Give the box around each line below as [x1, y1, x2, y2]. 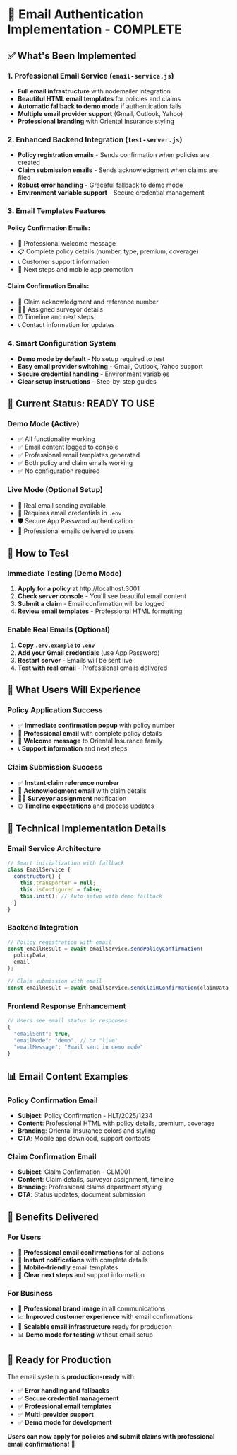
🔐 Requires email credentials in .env [17, 508, 122, 517]
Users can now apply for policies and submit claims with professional [7, 1432, 215, 1441]
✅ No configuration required [17, 467, 100, 475]
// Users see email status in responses [7, 1017, 128, 1025]
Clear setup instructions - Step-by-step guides [17, 377, 157, 385]
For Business [7, 1289, 53, 1298]
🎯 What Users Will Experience [7, 684, 141, 696]
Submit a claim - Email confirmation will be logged [17, 600, 165, 608]
